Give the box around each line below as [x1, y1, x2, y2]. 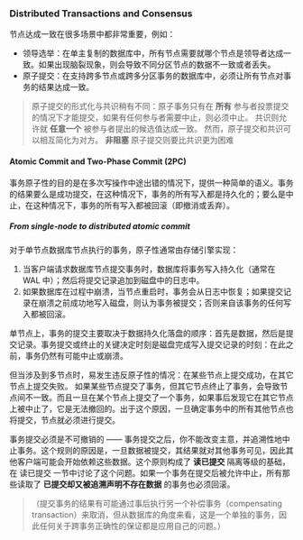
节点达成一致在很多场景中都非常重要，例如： [9, 29, 176, 40]
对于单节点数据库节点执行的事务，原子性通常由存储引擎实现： [9, 244, 239, 255]
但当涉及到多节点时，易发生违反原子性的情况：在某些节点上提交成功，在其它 [9, 370, 294, 380]
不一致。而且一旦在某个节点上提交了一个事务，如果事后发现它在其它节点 [24, 392, 294, 403]
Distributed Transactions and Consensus [9, 7, 193, 20]
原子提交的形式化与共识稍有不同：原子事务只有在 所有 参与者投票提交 [31, 101, 289, 112]
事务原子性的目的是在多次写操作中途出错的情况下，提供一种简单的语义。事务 [9, 177, 294, 188]
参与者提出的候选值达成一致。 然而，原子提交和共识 [91, 124, 284, 134]
